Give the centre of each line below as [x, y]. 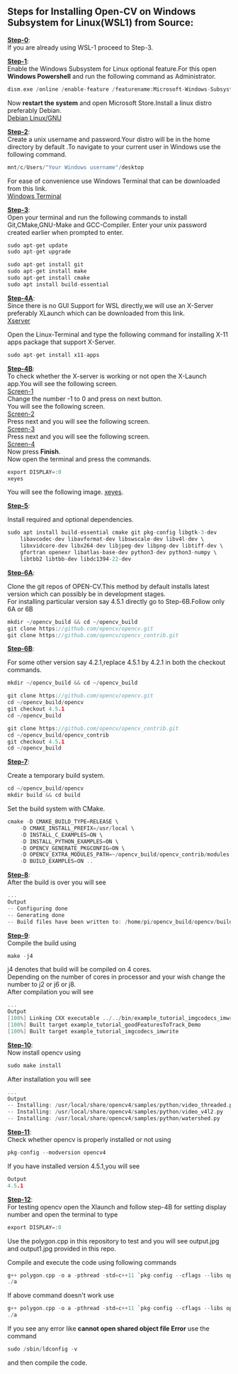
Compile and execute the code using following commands [92, 1262]
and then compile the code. [47, 1363]
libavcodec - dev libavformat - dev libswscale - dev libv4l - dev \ [112, 539]
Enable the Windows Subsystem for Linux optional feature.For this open [112, 68]
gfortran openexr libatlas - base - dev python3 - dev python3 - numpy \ [119, 553]
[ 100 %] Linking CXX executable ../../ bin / [71, 1018]
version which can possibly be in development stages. [87, 594]
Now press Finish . [34, 451]
